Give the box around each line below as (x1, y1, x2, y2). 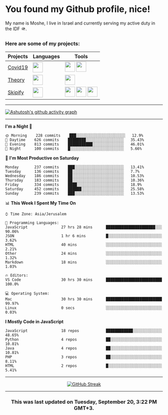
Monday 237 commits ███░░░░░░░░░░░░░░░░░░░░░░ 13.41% (5, 165, 144, 170)
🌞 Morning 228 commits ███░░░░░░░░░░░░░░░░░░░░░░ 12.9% (5, 133, 143, 138)
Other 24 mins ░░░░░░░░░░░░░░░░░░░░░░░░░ (5, 251, 162, 256)
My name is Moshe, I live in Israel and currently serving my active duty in (5, 20, 155, 26)
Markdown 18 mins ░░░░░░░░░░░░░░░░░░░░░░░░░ (5, 260, 162, 265)
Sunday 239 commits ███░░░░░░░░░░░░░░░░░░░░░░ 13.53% (5, 191, 144, 196)
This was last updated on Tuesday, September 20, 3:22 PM (10, 398, 157, 405)
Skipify (7, 89, 24, 96)
